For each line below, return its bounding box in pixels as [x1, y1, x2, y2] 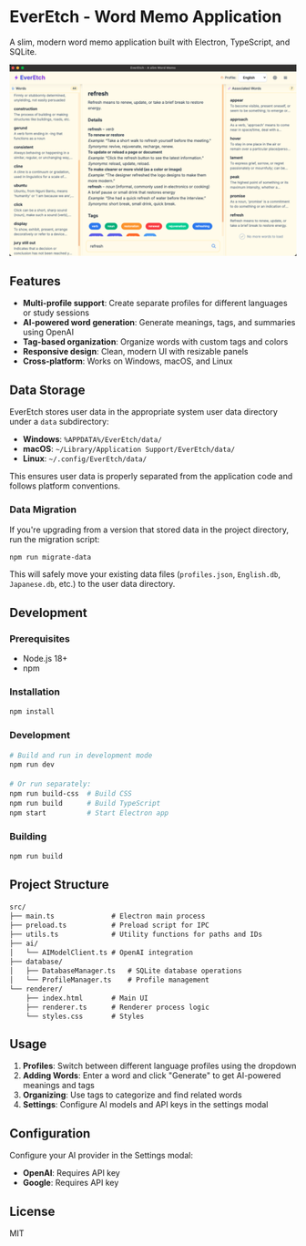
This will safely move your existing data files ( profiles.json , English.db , [9, 569, 280, 580]
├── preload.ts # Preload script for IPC [9, 921, 209, 930]
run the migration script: [9, 533, 100, 544]
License [9, 1203, 56, 1219]
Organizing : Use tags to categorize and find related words [22, 1089, 243, 1100]
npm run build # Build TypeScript [9, 798, 161, 808]
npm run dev [9, 760, 55, 769]
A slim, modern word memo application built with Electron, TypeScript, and [9, 36, 291, 47]
